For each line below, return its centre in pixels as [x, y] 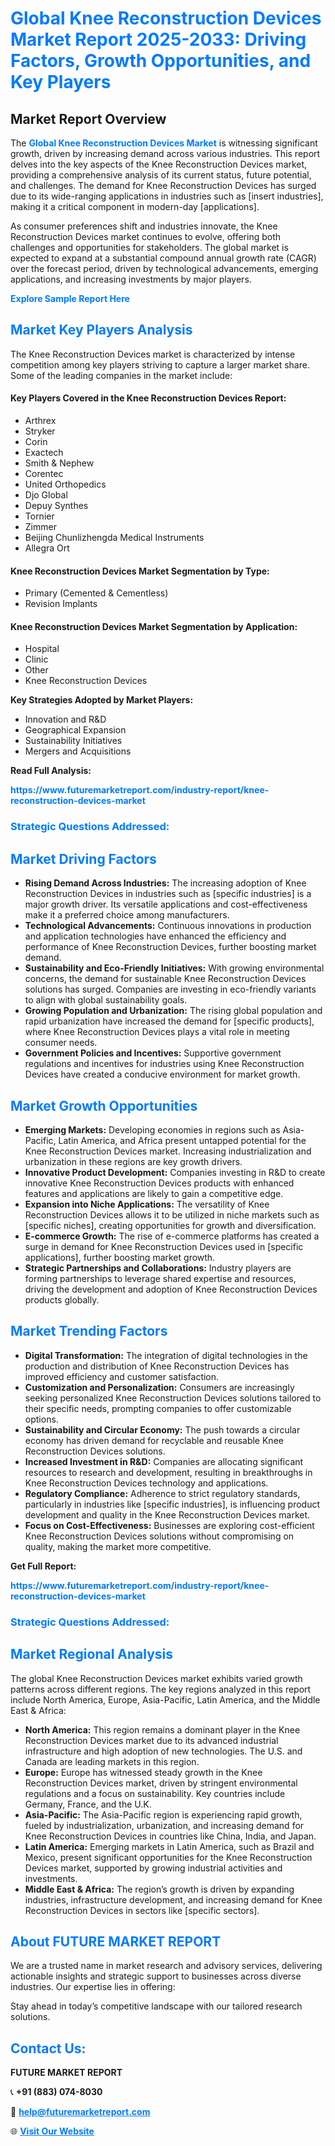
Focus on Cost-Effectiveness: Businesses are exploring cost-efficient [169, 1525]
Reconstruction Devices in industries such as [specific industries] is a [168, 894]
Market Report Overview [88, 118]
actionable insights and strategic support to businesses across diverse [156, 1976]
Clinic [36, 659]
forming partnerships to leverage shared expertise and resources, [160, 1278]
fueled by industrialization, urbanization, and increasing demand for [164, 1825]
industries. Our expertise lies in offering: [93, 1987]
